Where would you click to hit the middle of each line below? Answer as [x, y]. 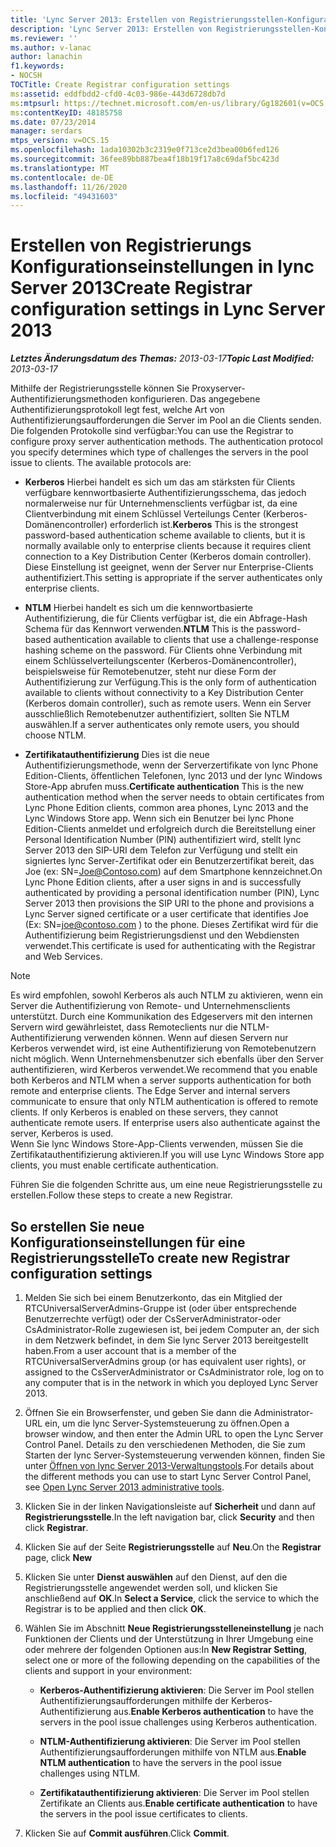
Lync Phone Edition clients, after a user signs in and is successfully [163, 882]
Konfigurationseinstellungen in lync [162, 267]
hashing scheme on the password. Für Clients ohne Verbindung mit [163, 650]
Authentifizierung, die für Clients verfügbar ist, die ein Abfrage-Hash [166, 618]
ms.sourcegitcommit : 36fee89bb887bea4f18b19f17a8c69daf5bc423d [145, 159]
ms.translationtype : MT [60, 168]
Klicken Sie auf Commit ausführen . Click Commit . [127, 1833]
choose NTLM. [55, 735]
